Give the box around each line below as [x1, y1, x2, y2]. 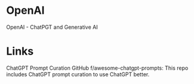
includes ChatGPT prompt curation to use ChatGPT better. [6, 70, 150, 78]
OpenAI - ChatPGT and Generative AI [6, 23, 98, 31]
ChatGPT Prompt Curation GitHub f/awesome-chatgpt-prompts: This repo [6, 64, 189, 71]
